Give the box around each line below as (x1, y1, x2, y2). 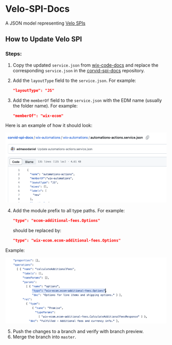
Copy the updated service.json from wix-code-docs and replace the (12, 62, 159, 68)
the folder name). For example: (12, 103, 78, 109)
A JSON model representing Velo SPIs (5, 20, 85, 26)
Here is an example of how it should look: (5, 123, 93, 129)
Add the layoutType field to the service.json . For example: (12, 77, 137, 84)
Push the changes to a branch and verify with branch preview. (12, 328, 144, 334)
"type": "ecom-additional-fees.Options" (12, 218, 100, 224)
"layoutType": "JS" (12, 88, 55, 93)
